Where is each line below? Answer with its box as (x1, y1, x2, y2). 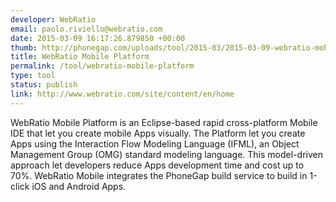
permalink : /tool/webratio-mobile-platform (10, 61, 195, 71)
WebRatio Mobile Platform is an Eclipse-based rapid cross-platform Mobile (10, 116, 318, 128)
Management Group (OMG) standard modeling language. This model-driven (10, 148, 323, 160)
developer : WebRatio (10, 14, 97, 25)
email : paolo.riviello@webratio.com (10, 24, 163, 34)
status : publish (10, 80, 78, 90)
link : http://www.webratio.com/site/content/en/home (10, 89, 235, 99)
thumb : (10, 42, 38, 53)
